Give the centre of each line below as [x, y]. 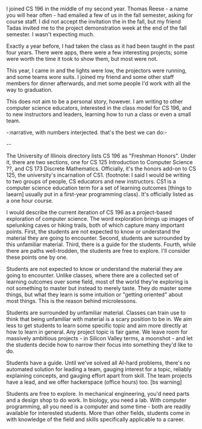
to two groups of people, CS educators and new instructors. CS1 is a [91, 181]
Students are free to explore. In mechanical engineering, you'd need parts [98, 394]
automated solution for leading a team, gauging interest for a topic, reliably [99, 369]
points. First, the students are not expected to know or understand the [93, 231]
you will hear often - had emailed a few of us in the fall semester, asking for [100, 15]
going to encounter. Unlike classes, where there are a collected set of [93, 275]
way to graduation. [30, 90]
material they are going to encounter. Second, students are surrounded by [98, 238]
